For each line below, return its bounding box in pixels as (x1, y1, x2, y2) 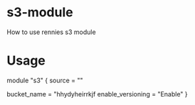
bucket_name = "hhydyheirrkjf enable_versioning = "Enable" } (6, 89, 188, 98)
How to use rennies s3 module (6, 28, 97, 36)
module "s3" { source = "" (6, 76, 83, 84)
